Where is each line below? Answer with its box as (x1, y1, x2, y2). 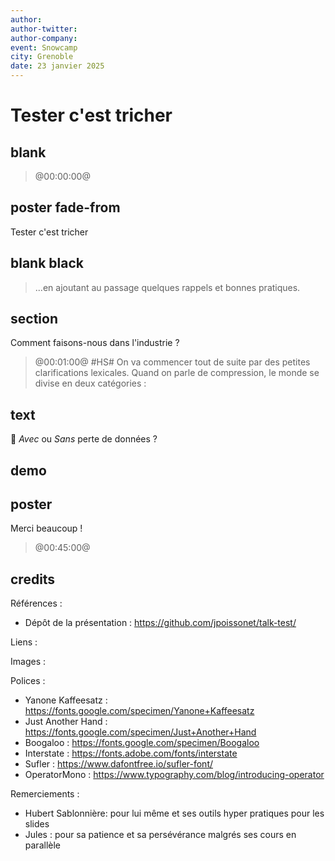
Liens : (10, 636, 38, 648)
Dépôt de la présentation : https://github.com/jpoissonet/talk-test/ (24, 617, 297, 629)
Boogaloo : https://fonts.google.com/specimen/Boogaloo (24, 737, 260, 749)
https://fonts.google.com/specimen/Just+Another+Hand (24, 726, 257, 738)
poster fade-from (10, 199, 121, 216)
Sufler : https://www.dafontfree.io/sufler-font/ (24, 758, 214, 770)
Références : (10, 597, 63, 610)
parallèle (24, 839, 61, 851)
